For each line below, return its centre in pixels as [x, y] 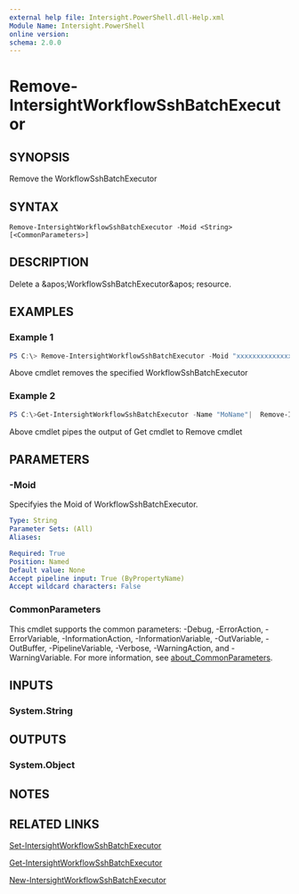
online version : [39, 34]
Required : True [37, 553]
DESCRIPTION [49, 263]
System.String [41, 710]
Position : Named [39, 562]
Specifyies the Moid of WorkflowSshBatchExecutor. [104, 504]
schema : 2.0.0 [36, 42]
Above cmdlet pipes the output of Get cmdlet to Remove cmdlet [126, 431]
